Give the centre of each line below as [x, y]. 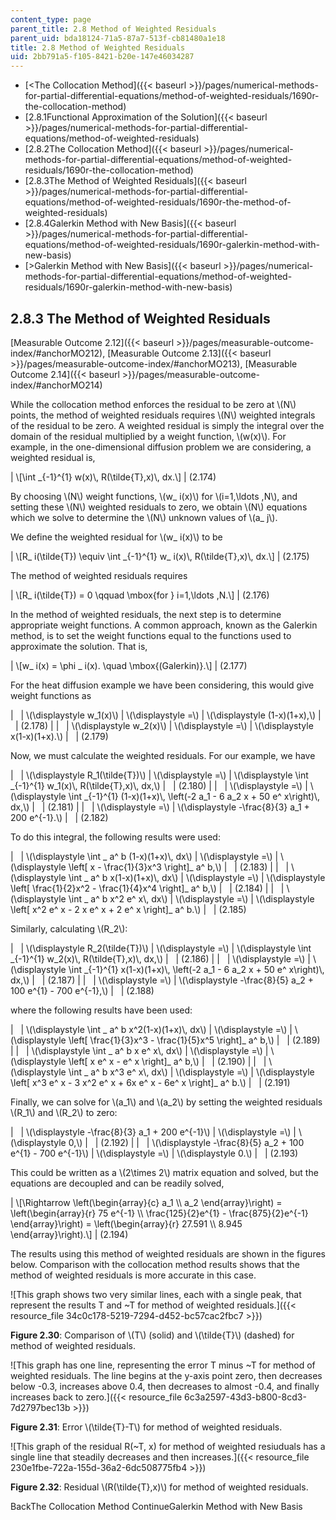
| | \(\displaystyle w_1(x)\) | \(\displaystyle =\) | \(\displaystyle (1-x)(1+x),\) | [166, 715]
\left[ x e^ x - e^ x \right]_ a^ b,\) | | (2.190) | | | [167, 1061]
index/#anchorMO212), [58, 353]
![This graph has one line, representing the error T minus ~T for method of [163, 1365]
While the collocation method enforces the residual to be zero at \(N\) [153, 404]
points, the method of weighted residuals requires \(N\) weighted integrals [163, 415]
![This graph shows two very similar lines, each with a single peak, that [156, 1294]
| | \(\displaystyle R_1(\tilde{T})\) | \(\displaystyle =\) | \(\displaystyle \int [159, 775]
